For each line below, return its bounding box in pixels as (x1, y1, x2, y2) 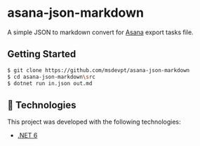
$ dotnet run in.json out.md (7, 80, 93, 87)
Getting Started (7, 48, 76, 60)
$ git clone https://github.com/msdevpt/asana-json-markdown (7, 66, 190, 74)
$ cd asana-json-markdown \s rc (7, 73, 96, 80)
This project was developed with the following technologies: (7, 117, 181, 126)
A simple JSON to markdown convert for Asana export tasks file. (7, 28, 194, 36)
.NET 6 (17, 131, 38, 140)
